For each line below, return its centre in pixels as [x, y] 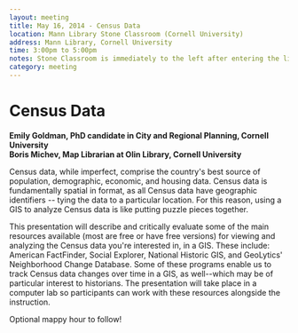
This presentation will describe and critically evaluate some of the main [139, 226]
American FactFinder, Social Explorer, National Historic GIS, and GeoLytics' [146, 255]
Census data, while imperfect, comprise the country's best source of [135, 171]
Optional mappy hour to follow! [66, 319]
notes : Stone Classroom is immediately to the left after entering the [144, 59]
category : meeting [43, 67]
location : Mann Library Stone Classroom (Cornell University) [126, 34]
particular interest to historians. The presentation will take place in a [133, 283]
